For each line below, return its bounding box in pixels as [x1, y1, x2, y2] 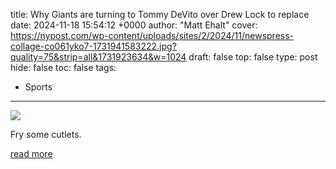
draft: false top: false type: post [188, 51, 318, 63]
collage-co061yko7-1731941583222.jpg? [10, 40, 177, 52]
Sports [24, 81, 53, 93]
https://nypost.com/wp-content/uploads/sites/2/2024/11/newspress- [10, 30, 295, 41]
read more [10, 148, 53, 159]
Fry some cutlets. [10, 129, 82, 140]
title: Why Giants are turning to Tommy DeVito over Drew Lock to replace [10, 9, 310, 20]
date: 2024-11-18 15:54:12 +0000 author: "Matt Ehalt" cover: [10, 19, 258, 31]
